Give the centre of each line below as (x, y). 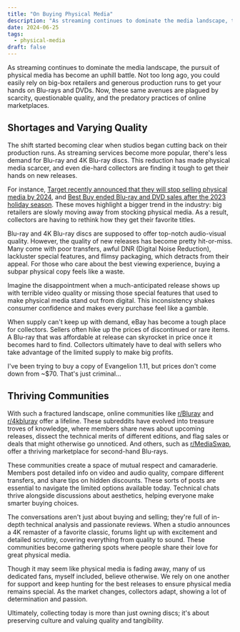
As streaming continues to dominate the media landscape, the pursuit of (114, 67)
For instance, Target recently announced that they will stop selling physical (117, 189)
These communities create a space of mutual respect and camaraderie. (112, 465)
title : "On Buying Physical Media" (60, 14)
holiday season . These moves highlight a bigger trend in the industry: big (115, 204)
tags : (15, 34)
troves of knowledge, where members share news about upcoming (106, 428)
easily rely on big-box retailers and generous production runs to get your (114, 82)
